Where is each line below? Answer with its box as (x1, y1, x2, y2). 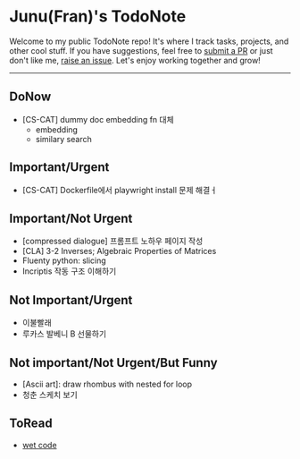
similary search (35, 133, 92, 144)
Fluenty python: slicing (21, 255, 107, 266)
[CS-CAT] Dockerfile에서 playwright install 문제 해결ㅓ (21, 184, 218, 195)
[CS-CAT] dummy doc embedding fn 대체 (21, 114, 174, 124)
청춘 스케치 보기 (21, 389, 78, 400)
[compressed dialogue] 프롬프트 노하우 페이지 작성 (21, 235, 204, 247)
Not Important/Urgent (9, 293, 133, 308)
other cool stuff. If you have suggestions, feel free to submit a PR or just (9, 45, 274, 55)
